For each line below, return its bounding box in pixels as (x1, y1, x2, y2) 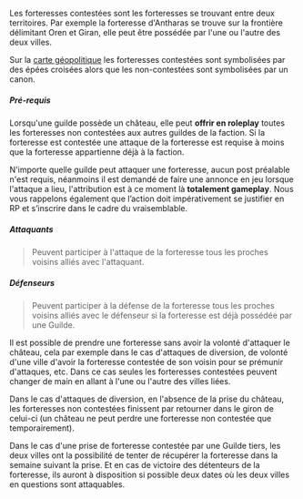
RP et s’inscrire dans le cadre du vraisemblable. (9, 202, 188, 213)
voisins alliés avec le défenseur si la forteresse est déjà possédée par (31, 310, 293, 321)
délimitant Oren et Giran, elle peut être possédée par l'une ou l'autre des (9, 27, 280, 37)
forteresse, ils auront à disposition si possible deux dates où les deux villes (9, 469, 289, 480)
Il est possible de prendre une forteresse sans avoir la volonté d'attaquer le (9, 337, 291, 348)
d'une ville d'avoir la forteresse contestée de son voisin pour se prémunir (9, 356, 284, 367)
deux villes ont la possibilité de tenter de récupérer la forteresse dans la (9, 450, 278, 461)
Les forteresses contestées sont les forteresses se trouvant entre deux (9, 8, 276, 18)
